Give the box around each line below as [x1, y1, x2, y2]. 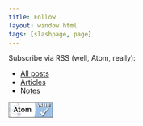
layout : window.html [8, 21, 78, 30]
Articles [19, 78, 46, 87]
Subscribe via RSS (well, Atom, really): [8, 53, 136, 63]
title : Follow [8, 13, 57, 21]
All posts [19, 69, 50, 78]
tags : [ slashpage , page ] [8, 30, 92, 38]
